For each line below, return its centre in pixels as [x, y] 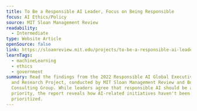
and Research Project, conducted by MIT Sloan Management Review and [98, 83]
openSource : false [28, 45]
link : [13, 50]
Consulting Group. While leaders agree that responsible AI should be [99, 88]
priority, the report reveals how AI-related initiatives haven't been [101, 93]
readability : [22, 28]
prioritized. [27, 99]
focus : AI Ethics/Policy [36, 17]
